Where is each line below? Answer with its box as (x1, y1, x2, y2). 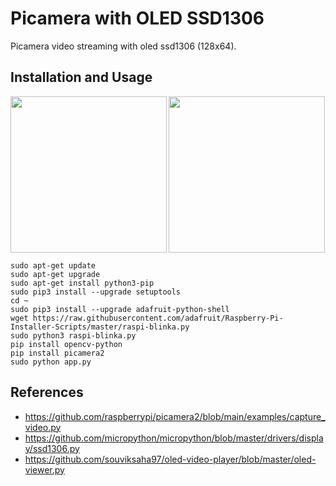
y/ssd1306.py (24, 442, 80, 454)
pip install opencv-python (10, 339, 123, 349)
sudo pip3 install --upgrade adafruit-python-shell (10, 304, 230, 314)
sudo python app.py (10, 357, 92, 367)
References (10, 384, 84, 401)
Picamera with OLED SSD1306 (10, 7, 265, 30)
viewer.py (24, 463, 65, 476)
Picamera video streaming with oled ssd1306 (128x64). (10, 40, 237, 52)
